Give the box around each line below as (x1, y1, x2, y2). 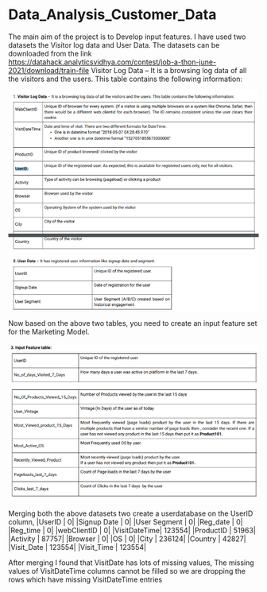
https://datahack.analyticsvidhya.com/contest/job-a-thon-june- (8, 57, 217, 67)
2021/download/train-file (8, 65, 90, 75)
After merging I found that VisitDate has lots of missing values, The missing (8, 558, 254, 567)
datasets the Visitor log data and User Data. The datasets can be (8, 40, 220, 49)
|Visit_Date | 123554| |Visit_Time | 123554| (8, 542, 147, 551)
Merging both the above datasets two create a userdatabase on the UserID (8, 509, 253, 518)
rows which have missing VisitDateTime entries (8, 575, 163, 584)
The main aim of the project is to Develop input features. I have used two (8, 32, 246, 41)
